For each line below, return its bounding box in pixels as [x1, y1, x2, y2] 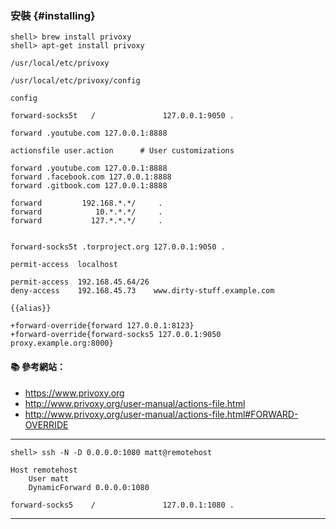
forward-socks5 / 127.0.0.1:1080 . [10, 500, 235, 510]
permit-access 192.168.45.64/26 [10, 277, 150, 287]
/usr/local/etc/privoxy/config [10, 76, 141, 86]
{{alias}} [10, 303, 52, 314]
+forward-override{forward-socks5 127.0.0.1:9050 [10, 330, 222, 340]
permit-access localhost [10, 260, 118, 270]
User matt [28, 473, 70, 484]
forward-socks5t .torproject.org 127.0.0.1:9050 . [10, 242, 226, 252]
